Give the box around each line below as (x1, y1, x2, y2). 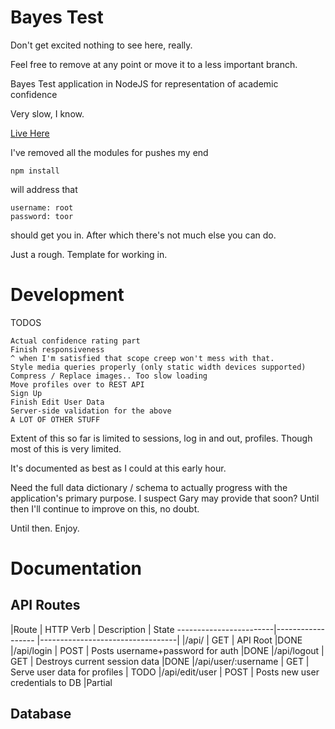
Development (10, 284, 125, 306)
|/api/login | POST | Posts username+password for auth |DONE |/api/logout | (10, 644, 325, 656)
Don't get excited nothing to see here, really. (10, 39, 193, 51)
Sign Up (10, 388, 43, 398)
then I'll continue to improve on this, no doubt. (10, 502, 200, 515)
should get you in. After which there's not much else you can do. (10, 229, 277, 241)
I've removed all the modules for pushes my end (10, 146, 209, 158)
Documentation (10, 557, 143, 580)
